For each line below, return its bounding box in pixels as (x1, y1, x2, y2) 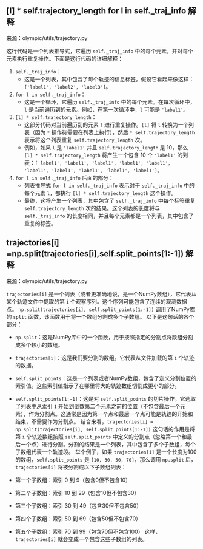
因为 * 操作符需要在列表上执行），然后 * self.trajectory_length (35, 128, 195, 135)
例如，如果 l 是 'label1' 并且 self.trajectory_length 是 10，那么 (24, 143, 188, 151)
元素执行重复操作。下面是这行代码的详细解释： (6, 55, 123, 62)
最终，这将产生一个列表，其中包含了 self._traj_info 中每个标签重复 (24, 197, 196, 204)
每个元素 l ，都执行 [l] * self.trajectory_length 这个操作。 (24, 189, 177, 196)
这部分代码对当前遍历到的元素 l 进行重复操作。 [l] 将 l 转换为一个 (24, 121, 189, 128)
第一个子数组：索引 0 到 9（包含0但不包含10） (15, 476, 131, 483)
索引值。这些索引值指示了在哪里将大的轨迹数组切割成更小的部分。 (15, 382, 180, 389)
